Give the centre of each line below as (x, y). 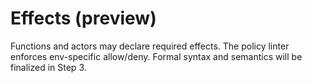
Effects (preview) (83, 18)
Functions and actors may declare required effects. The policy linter (150, 46)
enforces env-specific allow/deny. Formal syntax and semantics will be (156, 56)
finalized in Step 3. (48, 67)
